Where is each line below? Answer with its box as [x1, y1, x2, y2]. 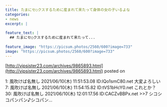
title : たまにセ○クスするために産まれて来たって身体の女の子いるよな [5, 7, 131, 12]
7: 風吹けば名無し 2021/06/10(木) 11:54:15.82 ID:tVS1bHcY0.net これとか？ [5, 84, 156, 90]
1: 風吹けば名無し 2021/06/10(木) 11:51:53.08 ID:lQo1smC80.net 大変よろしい [5, 78, 161, 84]
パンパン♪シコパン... [9, 97, 53, 103]
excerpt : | [5, 21, 28, 26]
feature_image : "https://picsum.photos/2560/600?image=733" [5, 44, 133, 49]
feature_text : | [5, 30, 39, 35]
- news [5, 16, 19, 21]
